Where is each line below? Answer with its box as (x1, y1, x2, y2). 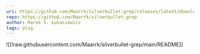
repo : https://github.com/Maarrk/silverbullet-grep (6, 14, 137, 20)
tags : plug (6, 25, 33, 31)
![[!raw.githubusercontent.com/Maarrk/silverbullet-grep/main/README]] (6, 41, 183, 48)
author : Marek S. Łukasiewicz (6, 19, 82, 25)
